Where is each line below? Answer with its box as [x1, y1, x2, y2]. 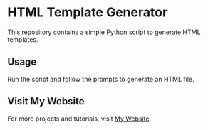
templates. [7, 35, 38, 43]
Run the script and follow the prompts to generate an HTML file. [7, 75, 194, 83]
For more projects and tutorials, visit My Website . [7, 114, 152, 123]
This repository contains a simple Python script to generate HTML [7, 28, 201, 36]
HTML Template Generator [7, 4, 168, 21]
